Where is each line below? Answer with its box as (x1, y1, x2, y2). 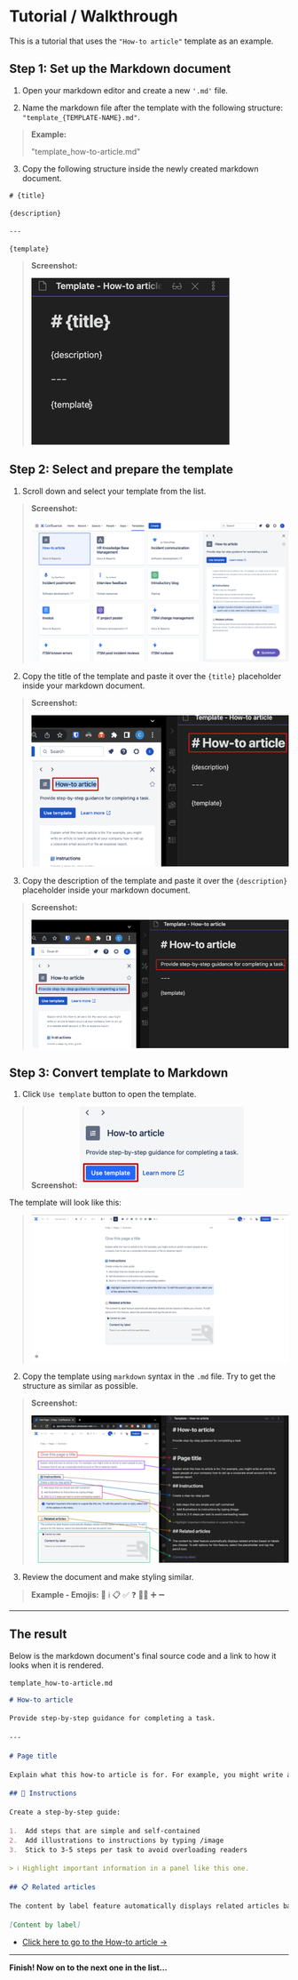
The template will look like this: (9, 1198, 122, 1208)
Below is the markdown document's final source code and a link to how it (9, 1650, 277, 1661)
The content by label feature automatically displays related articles (9, 1901, 279, 1911)
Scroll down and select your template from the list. (21, 485, 207, 496)
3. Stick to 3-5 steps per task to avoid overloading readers (9, 1845, 248, 1855)
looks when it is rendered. (9, 1660, 104, 1671)
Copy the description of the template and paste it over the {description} (21, 875, 288, 886)
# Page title (9, 1752, 58, 1760)
